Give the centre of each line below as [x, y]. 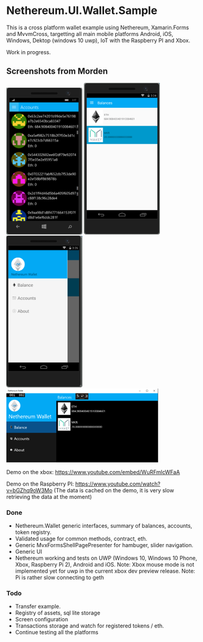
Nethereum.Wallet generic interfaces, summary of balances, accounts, [104, 526]
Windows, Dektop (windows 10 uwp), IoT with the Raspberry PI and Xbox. [98, 40]
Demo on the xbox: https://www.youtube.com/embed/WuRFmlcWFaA [93, 472]
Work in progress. [29, 52]
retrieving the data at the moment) [49, 497]
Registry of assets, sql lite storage [57, 613]
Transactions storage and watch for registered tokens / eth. [89, 626]
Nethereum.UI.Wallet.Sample [82, 11]
